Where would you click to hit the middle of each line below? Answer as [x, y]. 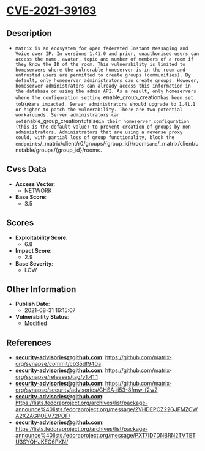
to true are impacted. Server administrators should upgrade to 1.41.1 [105, 104]
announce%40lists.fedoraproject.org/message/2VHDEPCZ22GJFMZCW [106, 409]
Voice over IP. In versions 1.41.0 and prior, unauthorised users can [107, 54]
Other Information [41, 289]
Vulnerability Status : [42, 317]
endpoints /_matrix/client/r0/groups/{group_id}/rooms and [86, 143]
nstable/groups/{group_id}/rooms [58, 150]
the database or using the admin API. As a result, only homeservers [106, 91]
